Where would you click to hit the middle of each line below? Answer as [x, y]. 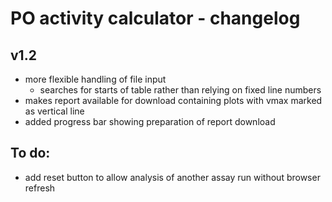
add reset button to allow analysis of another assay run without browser [172, 177]
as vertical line [54, 111]
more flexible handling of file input [95, 79]
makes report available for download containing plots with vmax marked [173, 100]
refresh [40, 188]
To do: [30, 153]
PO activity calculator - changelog [155, 18]
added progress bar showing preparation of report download [150, 121]
